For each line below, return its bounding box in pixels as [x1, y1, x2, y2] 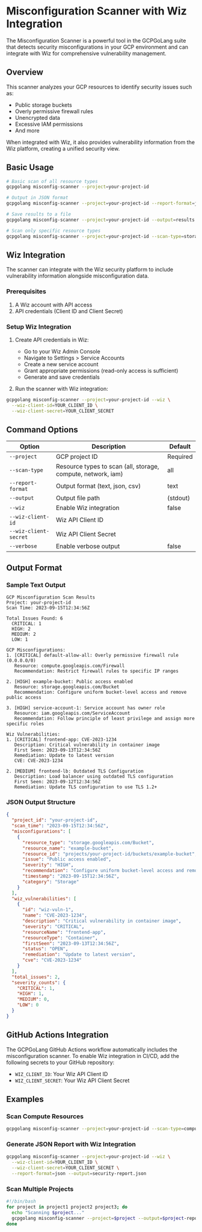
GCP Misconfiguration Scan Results [6, 594, 96, 600]
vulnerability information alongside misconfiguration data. [6, 272, 149, 279]
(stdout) [167, 494, 191, 502]
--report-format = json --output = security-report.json [11, 1171, 147, 1177]
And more [14, 126, 40, 134]
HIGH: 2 [11, 626, 31, 632]
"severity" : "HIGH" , [22, 862, 74, 868]
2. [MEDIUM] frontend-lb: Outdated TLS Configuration [6, 768, 144, 774]
